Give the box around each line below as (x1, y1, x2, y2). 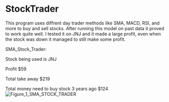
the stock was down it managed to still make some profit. (5, 36, 126, 42)
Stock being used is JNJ (5, 56, 57, 62)
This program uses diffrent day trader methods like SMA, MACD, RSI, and (5, 20, 160, 26)
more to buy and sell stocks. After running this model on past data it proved (5, 25, 165, 31)
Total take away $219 (5, 75, 50, 82)
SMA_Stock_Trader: (5, 46, 47, 52)
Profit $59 (5, 66, 27, 72)
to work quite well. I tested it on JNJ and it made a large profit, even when (5, 31, 161, 37)
